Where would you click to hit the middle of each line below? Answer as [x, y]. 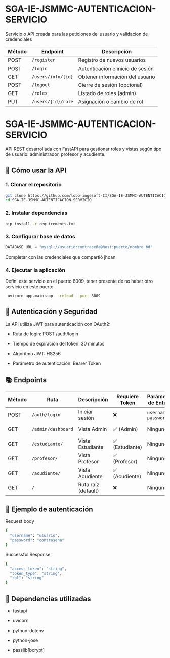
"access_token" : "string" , [38, 569]
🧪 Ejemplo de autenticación [49, 509]
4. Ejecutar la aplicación [35, 270]
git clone [16, 195]
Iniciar [86, 412]
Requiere [127, 397]
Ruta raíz [89, 485]
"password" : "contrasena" [37, 540]
